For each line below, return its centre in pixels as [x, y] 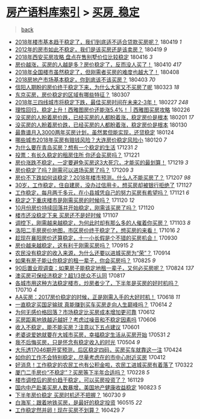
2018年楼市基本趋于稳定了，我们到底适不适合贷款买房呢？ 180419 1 [98, 42]
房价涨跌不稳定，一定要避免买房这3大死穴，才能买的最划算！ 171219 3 [102, 162]
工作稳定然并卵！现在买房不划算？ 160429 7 [70, 410]
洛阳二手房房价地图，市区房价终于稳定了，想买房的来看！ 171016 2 [97, 230]
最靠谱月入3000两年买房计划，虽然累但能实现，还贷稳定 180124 [95, 132]
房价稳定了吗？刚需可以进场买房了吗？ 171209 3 [74, 170]
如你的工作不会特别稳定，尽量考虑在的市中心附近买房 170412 [90, 357]
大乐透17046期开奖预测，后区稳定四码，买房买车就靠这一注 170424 [98, 350]
